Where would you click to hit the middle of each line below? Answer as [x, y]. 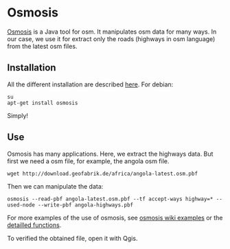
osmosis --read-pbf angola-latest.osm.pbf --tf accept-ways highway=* [110, 199]
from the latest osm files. [42, 46]
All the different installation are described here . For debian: [90, 84]
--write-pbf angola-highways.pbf [85, 205]
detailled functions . [34, 225]
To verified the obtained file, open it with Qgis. [72, 238]
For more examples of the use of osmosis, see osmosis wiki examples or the [115, 217]
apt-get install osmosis [43, 103]
